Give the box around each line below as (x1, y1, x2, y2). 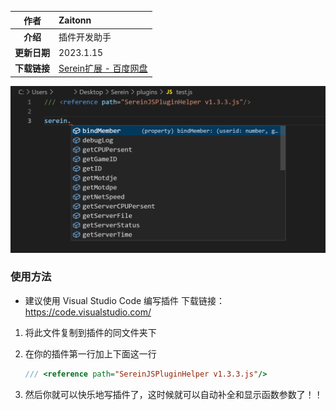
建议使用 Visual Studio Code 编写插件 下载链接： (24, 294, 226, 306)
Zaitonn (58, 14, 92, 26)
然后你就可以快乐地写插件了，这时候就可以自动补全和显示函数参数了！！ (24, 388, 323, 400)
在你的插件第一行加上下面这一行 (24, 347, 157, 360)
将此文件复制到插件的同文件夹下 (24, 326, 157, 338)
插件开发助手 (58, 31, 112, 43)
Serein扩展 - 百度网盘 (58, 62, 148, 75)
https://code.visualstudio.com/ (24, 306, 152, 318)
